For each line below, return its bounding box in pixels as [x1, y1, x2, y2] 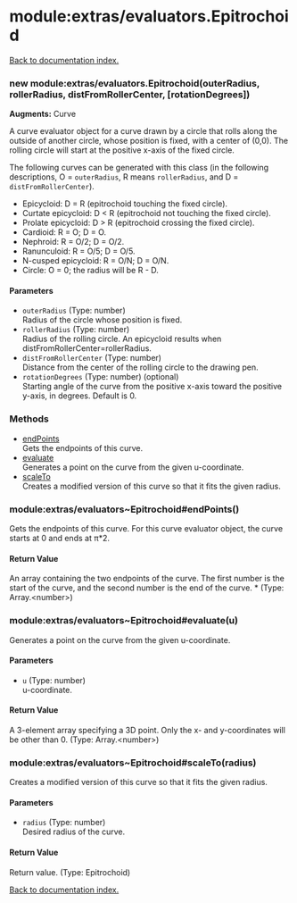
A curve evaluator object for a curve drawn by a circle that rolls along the [9, 126, 278, 137]
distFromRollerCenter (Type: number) [21, 353, 162, 364]
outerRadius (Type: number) [21, 305, 127, 316]
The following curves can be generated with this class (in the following [9, 163, 269, 173]
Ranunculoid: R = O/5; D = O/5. [21, 246, 136, 256]
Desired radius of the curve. [21, 826, 126, 837]
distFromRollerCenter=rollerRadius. [21, 343, 152, 354]
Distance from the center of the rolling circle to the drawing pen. [21, 362, 259, 372]
